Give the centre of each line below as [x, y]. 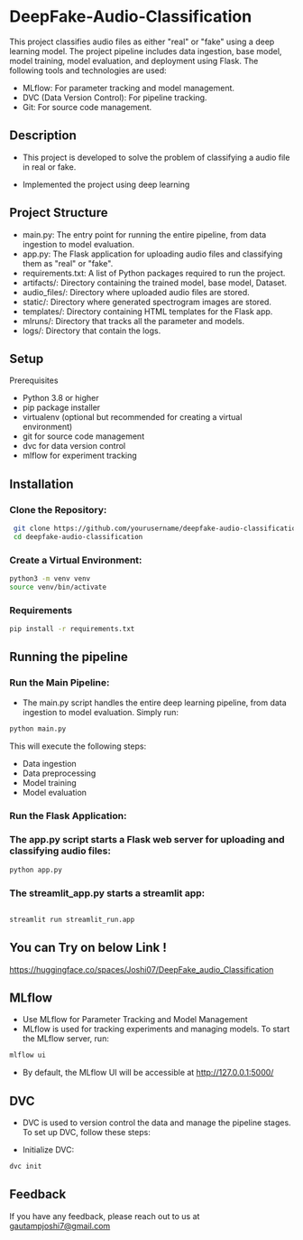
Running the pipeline [69, 657]
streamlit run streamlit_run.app [72, 919]
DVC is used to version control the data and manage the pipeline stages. [156, 1123]
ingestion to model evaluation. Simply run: [100, 712]
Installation [41, 484]
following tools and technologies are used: [88, 70]
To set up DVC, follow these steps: [86, 1133]
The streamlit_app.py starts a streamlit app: [107, 893]
